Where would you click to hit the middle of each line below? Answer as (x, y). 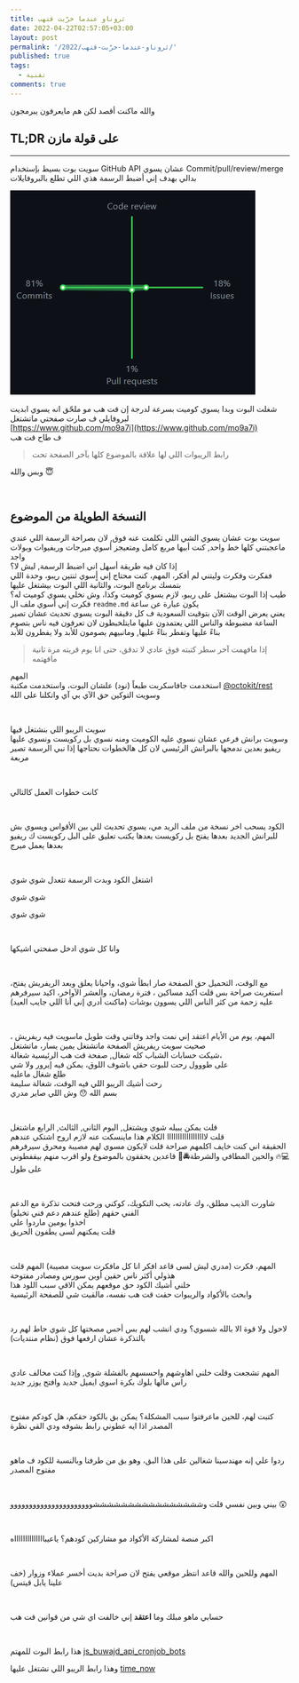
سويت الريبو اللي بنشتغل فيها (58, 729)
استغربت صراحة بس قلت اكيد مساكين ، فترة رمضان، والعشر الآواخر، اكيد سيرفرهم (146, 992)
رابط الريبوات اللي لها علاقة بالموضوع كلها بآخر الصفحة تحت (130, 454)
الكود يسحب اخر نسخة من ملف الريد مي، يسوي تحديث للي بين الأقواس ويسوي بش (147, 827)
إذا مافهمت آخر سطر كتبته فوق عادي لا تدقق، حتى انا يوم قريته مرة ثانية (149, 649)
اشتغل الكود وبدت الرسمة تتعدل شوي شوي (82, 880)
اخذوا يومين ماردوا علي (48, 1222)
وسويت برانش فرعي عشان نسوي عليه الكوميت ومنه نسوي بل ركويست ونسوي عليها (149, 739)
